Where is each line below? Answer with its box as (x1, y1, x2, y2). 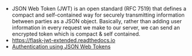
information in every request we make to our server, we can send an (11, 24, 181, 31)
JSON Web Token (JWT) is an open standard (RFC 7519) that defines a (11, 5, 187, 12)
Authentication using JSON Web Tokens (11, 43, 111, 50)
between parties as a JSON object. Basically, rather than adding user (11, 18, 182, 24)
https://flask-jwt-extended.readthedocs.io (11, 37, 115, 43)
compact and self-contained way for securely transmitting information (11, 11, 185, 18)
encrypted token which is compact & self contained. (11, 30, 141, 38)
